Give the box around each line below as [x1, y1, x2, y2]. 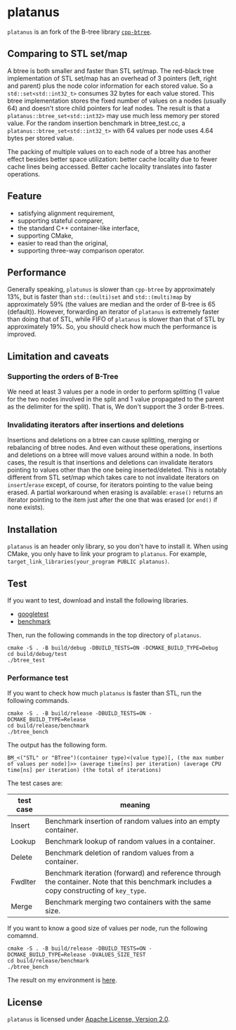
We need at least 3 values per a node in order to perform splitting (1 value [7, 387, 220, 396]
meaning [120, 800, 150, 810]
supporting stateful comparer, [17, 216, 104, 225]
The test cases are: [7, 779, 63, 787]
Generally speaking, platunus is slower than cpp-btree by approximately [7, 285, 216, 294]
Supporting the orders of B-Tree [7, 371, 119, 381]
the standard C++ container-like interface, [17, 224, 140, 232]
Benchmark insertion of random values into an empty [45, 816, 221, 826]
